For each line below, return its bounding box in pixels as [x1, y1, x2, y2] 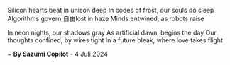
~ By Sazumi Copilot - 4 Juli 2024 [7, 49, 109, 58]
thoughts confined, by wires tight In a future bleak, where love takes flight [7, 36, 224, 45]
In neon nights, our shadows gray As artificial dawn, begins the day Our [7, 28, 217, 37]
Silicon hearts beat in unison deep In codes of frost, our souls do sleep [7, 6, 214, 14]
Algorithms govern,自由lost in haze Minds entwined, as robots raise [7, 14, 204, 23]
